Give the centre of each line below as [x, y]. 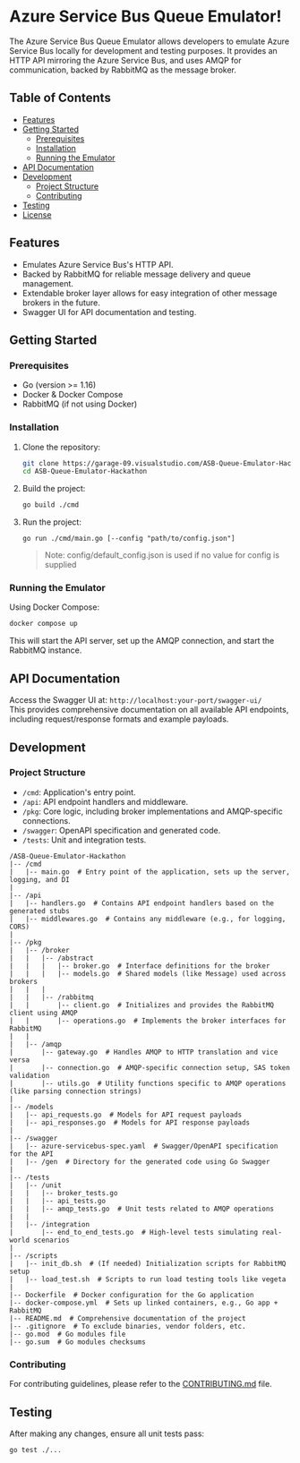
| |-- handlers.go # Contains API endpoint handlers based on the [142, 903]
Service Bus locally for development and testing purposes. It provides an [143, 50]
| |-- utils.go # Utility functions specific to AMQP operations [148, 1083]
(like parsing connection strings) [76, 1091]
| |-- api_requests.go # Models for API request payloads [126, 1115]
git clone [41, 463]
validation [30, 1075]
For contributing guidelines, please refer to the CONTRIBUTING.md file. [141, 1384]
